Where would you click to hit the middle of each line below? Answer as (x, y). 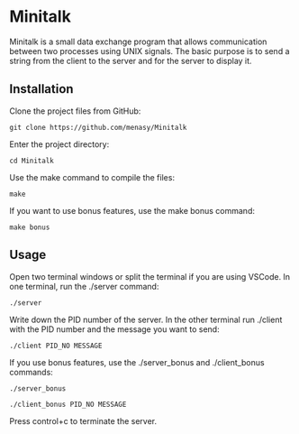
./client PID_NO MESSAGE (56, 346)
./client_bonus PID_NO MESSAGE (68, 404)
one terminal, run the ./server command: (84, 286)
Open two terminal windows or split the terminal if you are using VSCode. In (150, 276)
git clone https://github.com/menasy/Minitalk (98, 127)
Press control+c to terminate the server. (83, 420)
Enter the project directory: (59, 144)
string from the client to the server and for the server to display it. (131, 60)
